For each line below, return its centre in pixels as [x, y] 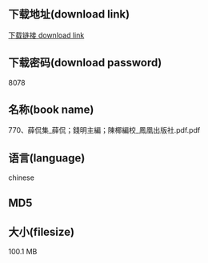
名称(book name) [51, 110]
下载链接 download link [46, 35]
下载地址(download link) [69, 14]
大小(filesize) [41, 232]
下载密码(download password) [85, 63]
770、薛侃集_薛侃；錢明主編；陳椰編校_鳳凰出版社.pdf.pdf [104, 130]
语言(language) [47, 158]
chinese [21, 177]
